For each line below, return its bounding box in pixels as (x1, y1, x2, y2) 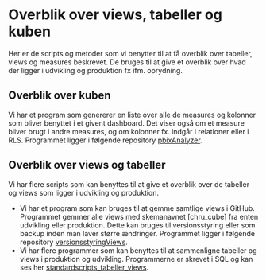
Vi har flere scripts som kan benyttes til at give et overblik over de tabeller (8, 179, 250, 189)
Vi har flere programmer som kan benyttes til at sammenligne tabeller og (19, 245, 257, 255)
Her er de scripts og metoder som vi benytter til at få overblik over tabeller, (8, 49, 253, 58)
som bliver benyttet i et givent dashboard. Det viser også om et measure (8, 118, 245, 128)
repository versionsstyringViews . (19, 237, 129, 247)
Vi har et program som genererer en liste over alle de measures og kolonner (8, 110, 256, 119)
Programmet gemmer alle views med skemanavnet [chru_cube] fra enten (19, 212, 259, 221)
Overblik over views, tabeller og (8, 6, 222, 24)
